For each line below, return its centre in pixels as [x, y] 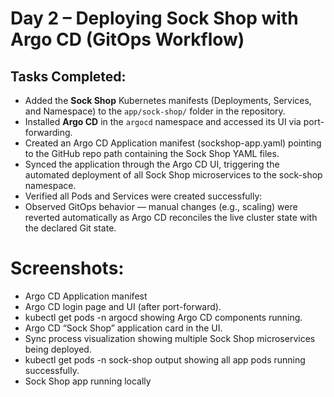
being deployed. [58, 349]
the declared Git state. [70, 228]
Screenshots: [67, 268]
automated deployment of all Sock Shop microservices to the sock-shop [173, 175]
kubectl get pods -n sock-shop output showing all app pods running [165, 359]
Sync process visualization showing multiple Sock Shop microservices [170, 338]
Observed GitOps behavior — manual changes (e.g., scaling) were [161, 206]
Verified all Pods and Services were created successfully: [143, 196]
